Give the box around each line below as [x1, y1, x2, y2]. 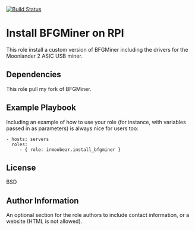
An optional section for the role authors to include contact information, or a [6, 212, 190, 219]
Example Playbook [6, 103, 76, 113]
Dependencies [6, 70, 61, 80]
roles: [11, 141, 28, 147]
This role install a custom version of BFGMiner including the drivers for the [6, 46, 188, 53]
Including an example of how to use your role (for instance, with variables [6, 118, 186, 125]
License [6, 162, 36, 172]
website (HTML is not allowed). [6, 218, 83, 225]
